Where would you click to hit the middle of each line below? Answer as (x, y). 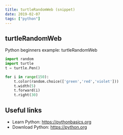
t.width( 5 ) (25, 86)
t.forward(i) (27, 91)
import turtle (20, 64)
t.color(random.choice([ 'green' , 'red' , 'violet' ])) (66, 81)
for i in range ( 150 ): (27, 77)
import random (20, 59)
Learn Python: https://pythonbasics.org (52, 122)
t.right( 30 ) (26, 95)
